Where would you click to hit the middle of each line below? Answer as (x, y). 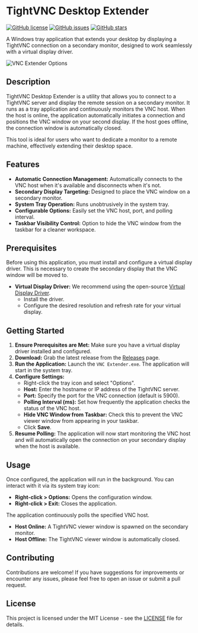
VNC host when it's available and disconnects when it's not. (88, 185)
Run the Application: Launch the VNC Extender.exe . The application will (102, 364)
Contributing (30, 558)
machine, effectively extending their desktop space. (70, 146)
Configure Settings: (39, 377)
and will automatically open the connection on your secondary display (100, 440)
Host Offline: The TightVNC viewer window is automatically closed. (97, 539)
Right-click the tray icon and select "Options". (79, 383)
